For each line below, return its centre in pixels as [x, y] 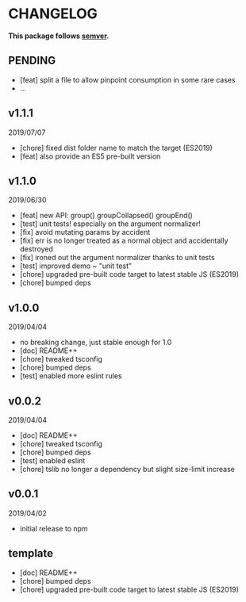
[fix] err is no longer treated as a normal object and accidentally [124, 241]
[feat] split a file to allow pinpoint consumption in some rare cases [127, 79]
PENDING [32, 61]
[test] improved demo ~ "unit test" [76, 266]
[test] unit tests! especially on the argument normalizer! [110, 224]
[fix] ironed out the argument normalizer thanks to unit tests [117, 258]
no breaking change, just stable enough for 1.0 [96, 343]
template [31, 553]
